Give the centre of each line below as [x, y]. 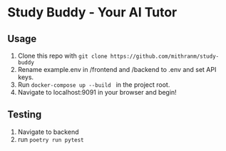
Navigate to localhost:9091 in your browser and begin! [97, 92]
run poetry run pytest [51, 139]
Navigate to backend [48, 132]
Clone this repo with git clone [62, 56]
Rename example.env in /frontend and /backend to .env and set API [117, 69]
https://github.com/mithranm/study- [165, 56]
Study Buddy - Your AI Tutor [92, 12]
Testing [25, 115]
